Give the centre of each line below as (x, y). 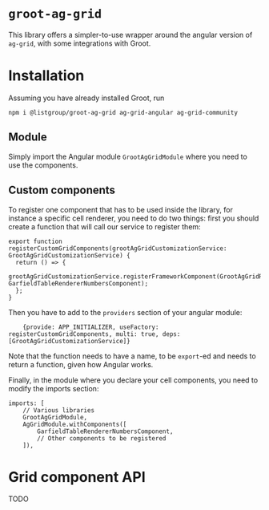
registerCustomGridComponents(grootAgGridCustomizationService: (118, 248)
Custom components (62, 190)
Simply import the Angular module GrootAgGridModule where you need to (128, 156)
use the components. (43, 165)
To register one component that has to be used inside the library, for (121, 209)
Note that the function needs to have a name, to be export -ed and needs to (132, 356)
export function (35, 241)
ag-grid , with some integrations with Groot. (80, 43)
